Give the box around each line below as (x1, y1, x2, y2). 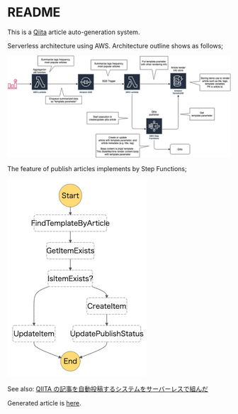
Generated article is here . (7, 399, 81, 408)
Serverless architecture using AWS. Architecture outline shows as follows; (7, 41, 224, 50)
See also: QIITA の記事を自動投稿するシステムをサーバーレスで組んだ (7, 385, 209, 393)
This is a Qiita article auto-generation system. (7, 28, 140, 36)
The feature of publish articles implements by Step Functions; (7, 165, 187, 173)
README (7, 4, 61, 21)
